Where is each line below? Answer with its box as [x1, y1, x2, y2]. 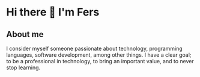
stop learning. [6, 64, 41, 71]
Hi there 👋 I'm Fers [6, 5, 100, 19]
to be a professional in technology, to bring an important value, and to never [6, 58, 194, 64]
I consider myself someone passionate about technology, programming [6, 45, 183, 52]
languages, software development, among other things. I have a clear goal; [6, 51, 192, 58]
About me [6, 29, 44, 39]
